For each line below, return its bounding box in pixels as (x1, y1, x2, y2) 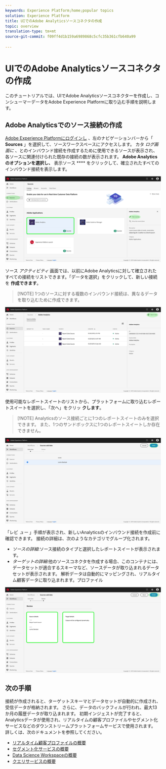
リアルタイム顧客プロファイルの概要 (12, 739, 86, 746)
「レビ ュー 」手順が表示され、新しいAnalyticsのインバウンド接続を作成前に (5, 529, 161, 535)
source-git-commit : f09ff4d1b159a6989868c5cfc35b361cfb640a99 (5, 34, 136, 39)
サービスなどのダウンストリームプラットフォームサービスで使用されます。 (5, 723, 156, 729)
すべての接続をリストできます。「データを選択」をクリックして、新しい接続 (5, 274, 158, 280)
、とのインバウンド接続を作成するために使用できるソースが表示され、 (14, 147, 158, 153)
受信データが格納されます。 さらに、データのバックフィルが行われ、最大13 (5, 704, 157, 710)
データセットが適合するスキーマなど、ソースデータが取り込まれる (12, 564, 147, 570)
